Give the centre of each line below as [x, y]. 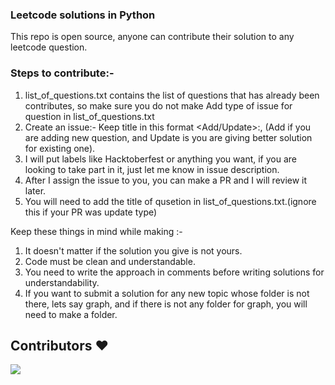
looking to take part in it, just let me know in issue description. [152, 169]
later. [35, 190]
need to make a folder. [71, 314]
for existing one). [60, 148]
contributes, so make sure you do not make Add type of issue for [158, 105]
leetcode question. [49, 47]
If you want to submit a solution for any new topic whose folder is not [167, 293]
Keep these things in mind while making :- [96, 231]
